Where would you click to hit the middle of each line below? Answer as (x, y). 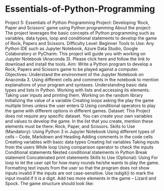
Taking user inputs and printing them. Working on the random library (74, 95)
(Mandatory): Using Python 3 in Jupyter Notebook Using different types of (80, 131)
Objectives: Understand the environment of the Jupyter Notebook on (74, 74)
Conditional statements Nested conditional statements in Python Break (76, 152)
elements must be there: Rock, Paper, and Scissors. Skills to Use (70, 126)
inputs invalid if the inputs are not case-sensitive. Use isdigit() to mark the (80, 173)
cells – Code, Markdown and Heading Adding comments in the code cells (79, 137)
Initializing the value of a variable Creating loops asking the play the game (80, 100)
